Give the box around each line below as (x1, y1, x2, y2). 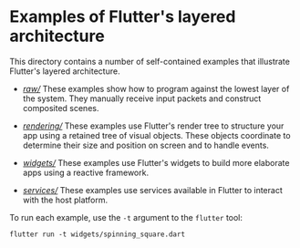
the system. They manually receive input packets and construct (22, 93, 262, 104)
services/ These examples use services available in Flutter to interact (22, 184, 283, 195)
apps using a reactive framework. (22, 167, 149, 178)
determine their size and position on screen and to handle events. (22, 139, 269, 150)
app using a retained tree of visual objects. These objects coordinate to (22, 129, 291, 140)
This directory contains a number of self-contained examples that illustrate (9, 56, 290, 67)
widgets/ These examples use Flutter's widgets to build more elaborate (22, 157, 290, 168)
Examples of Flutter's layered (9, 6, 236, 27)
